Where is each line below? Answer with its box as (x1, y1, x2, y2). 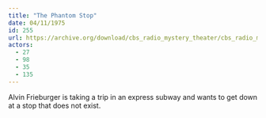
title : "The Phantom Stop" (8, 11, 97, 20)
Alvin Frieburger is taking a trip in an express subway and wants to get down (8, 92, 258, 101)
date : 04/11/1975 (8, 19, 66, 27)
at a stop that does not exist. (8, 101, 101, 110)
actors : (8, 41, 34, 49)
